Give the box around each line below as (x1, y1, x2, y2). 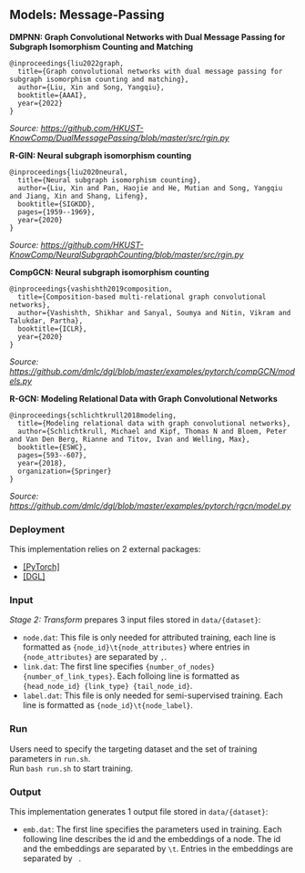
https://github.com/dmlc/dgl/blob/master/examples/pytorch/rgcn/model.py (9, 500, 291, 511)
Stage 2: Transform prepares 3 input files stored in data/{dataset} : (9, 614, 261, 625)
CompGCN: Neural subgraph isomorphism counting (9, 266, 209, 277)
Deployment (9, 523, 66, 536)
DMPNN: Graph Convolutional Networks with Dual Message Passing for (9, 31, 286, 42)
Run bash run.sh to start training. (9, 763, 134, 774)
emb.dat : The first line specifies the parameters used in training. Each (22, 824, 282, 835)
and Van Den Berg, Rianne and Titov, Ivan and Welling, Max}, (9, 435, 250, 444)
